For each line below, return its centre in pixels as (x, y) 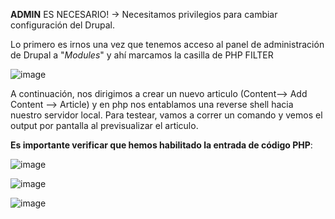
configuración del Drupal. (62, 25)
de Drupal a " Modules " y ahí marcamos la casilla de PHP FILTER (142, 55)
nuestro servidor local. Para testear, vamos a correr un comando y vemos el (166, 115)
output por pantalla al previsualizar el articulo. (104, 125)
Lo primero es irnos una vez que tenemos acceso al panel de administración (167, 44)
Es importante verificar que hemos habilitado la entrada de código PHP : (161, 145)
